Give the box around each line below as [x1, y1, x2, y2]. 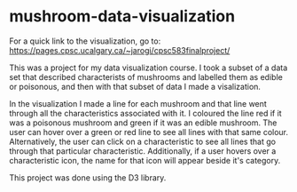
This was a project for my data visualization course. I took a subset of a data [9, 62, 288, 73]
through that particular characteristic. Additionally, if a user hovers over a [9, 145, 277, 156]
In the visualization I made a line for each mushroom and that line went [9, 98, 268, 108]
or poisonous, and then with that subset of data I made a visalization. [9, 81, 262, 92]
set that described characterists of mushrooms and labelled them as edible [9, 71, 284, 82]
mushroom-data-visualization [9, 6, 236, 27]
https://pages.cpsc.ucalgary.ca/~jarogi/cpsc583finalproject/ [9, 44, 231, 55]
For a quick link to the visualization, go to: [9, 36, 161, 46]
